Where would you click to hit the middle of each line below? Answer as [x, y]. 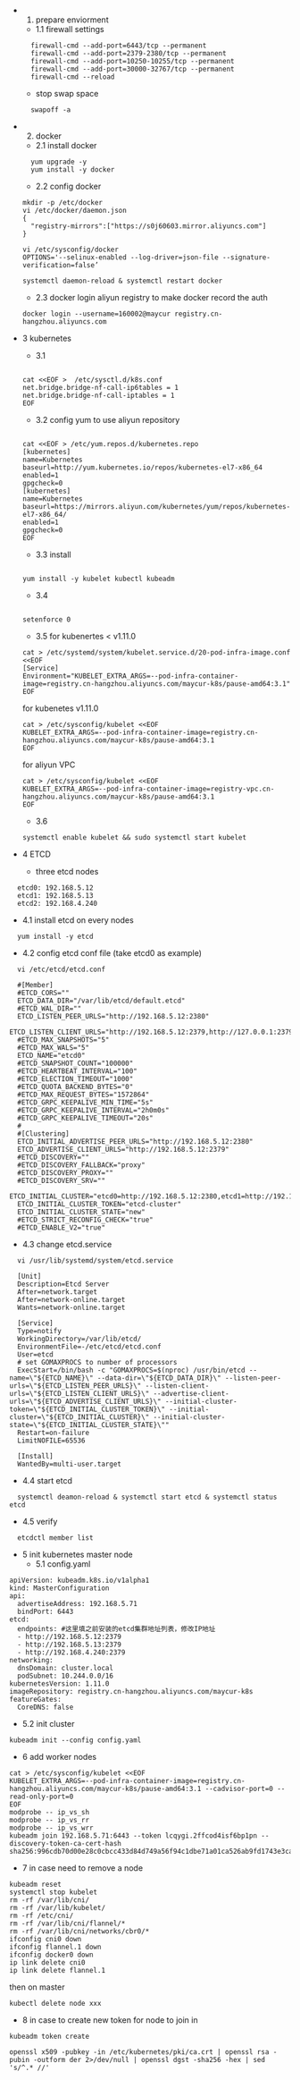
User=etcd [35, 1355]
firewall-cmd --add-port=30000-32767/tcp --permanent [133, 69]
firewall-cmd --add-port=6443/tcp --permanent [119, 46]
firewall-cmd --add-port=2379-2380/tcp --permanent [129, 54]
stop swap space [67, 93]
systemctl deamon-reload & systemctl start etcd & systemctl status [147, 1497]
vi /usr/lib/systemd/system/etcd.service [96, 1261]
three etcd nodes [67, 871]
